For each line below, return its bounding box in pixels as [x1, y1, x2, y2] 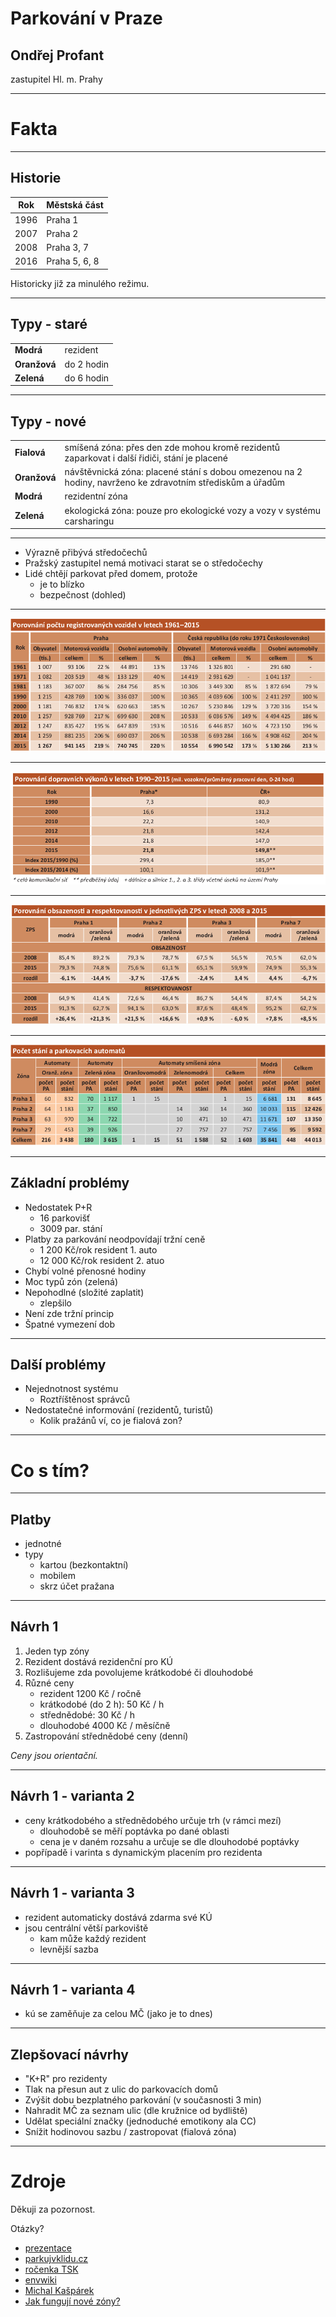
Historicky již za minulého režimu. [10, 277, 150, 289]
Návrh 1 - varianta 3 [10, 1885, 135, 1902]
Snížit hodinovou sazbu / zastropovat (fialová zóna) [24, 2126, 237, 2138]
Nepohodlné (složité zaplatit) [24, 1286, 145, 1298]
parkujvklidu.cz [24, 2253, 89, 2265]
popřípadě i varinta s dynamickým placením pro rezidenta [24, 1846, 263, 1858]
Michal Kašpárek [24, 2285, 95, 2297]
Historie [10, 170, 62, 187]
